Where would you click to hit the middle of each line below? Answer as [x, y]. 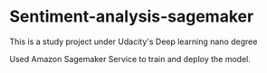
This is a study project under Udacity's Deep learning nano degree [133, 41]
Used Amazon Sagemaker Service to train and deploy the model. [130, 59]
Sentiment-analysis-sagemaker [132, 17]
